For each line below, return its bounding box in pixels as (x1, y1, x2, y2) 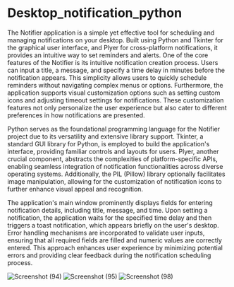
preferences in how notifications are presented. (7, 111, 146, 119)
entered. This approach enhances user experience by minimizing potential (7, 243, 223, 252)
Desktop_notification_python (7, 5, 182, 21)
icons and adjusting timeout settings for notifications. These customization (7, 95, 224, 104)
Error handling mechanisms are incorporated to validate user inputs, (7, 228, 205, 237)
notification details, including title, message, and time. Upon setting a (7, 206, 208, 214)
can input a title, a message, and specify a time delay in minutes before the (7, 66, 226, 74)
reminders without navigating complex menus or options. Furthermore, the (7, 81, 223, 89)
